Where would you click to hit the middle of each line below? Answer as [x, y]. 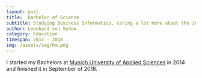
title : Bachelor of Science [43, 17]
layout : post [23, 12]
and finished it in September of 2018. [52, 68]
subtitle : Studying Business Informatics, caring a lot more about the [98, 23]
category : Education [32, 34]
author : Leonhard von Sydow [41, 28]
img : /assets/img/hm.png [37, 46]
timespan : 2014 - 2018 [35, 40]
